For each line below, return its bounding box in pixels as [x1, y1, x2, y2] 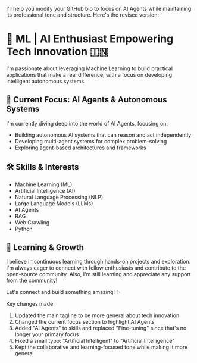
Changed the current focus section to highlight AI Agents [14, 318, 155, 326]
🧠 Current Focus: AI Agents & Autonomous [6, 95, 168, 105]
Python [14, 225, 33, 232]
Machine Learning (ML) [14, 181, 73, 188]
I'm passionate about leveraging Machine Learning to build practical [6, 65, 173, 72]
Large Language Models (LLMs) [14, 199, 93, 207]
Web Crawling [14, 218, 50, 226]
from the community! [6, 277, 58, 284]
